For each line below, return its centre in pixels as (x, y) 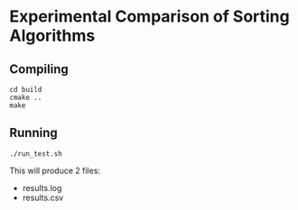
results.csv (43, 197)
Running (34, 133)
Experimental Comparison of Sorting (150, 17)
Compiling (39, 69)
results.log (42, 187)
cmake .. (26, 97)
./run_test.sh (36, 154)
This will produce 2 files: (55, 170)
